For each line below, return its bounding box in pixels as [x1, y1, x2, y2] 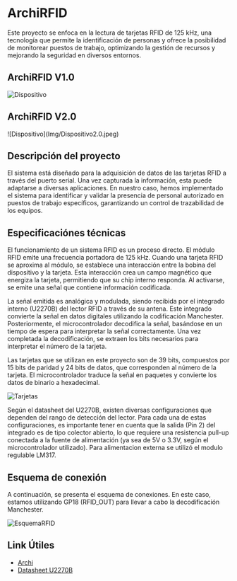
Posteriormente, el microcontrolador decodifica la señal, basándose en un [7, 320, 223, 328]
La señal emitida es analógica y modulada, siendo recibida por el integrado [7, 297, 225, 306]
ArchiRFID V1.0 [7, 71, 75, 84]
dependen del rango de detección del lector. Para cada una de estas [7, 413, 207, 422]
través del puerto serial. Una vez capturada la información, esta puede [7, 176, 212, 185]
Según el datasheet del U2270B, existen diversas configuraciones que [7, 405, 212, 415]
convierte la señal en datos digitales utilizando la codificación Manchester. [7, 312, 224, 321]
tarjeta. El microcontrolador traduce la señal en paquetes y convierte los [7, 371, 217, 379]
